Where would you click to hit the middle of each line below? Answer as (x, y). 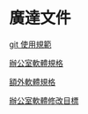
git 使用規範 (30, 44)
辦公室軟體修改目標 (44, 100)
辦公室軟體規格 (36, 63)
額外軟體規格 (32, 81)
